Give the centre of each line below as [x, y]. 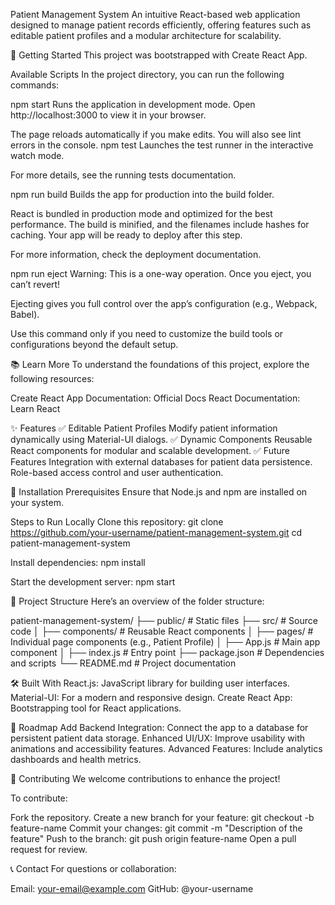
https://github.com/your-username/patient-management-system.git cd [156, 532]
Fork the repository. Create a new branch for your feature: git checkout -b [162, 817]
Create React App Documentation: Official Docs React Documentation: [155, 398]
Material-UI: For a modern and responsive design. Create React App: [151, 697]
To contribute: [39, 798]
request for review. [49, 849]
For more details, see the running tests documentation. [123, 175]
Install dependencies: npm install [78, 562]
